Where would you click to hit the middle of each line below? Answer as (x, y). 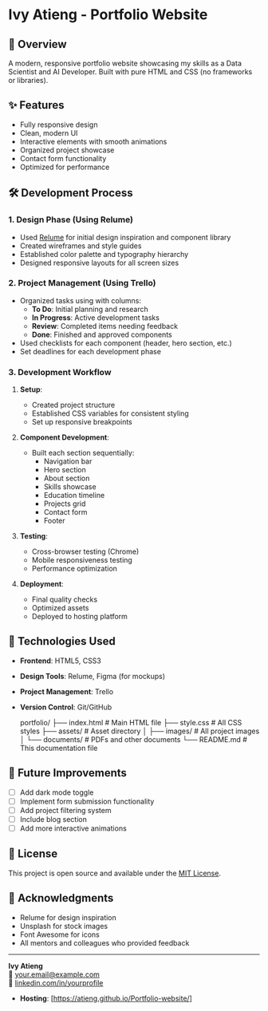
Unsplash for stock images (64, 926)
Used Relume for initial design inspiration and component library (125, 237)
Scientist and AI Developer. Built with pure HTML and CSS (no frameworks (130, 72)
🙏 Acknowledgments (61, 898)
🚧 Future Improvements (68, 773)
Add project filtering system (65, 810)
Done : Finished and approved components (102, 334)
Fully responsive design (59, 124)
